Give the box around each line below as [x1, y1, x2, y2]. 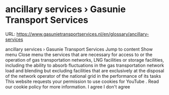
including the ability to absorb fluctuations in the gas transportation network [5, 62, 164, 68]
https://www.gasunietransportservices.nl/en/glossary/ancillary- [16, 31, 149, 37]
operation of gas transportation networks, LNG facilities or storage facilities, [5, 57, 164, 63]
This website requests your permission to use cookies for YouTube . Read [5, 78, 159, 84]
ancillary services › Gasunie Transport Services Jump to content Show [5, 46, 153, 52]
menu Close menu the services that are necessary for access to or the [5, 52, 153, 58]
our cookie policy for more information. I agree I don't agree [5, 83, 130, 89]
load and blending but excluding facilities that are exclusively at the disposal [5, 67, 164, 74]
